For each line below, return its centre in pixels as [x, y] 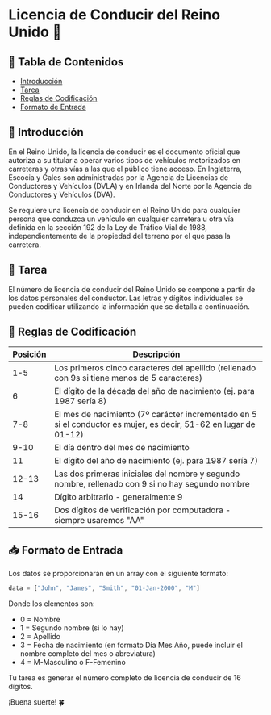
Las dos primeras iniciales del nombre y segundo [147, 474]
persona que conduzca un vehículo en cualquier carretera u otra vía [121, 219]
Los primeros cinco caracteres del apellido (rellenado [155, 368]
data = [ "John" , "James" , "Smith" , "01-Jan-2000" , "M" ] [104, 588]
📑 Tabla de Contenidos [66, 62]
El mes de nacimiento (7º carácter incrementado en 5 [155, 415]
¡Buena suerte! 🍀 [36, 702]
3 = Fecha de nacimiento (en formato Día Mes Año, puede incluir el [131, 645]
